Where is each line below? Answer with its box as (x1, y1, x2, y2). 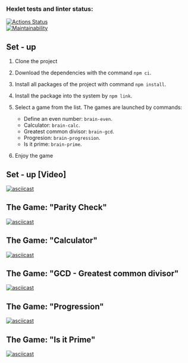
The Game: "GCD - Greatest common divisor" (6, 268, 179, 278)
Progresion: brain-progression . (23, 134, 101, 142)
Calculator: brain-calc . (23, 121, 80, 129)
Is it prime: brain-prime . (23, 140, 82, 148)
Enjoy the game (14, 152, 54, 159)
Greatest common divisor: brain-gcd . (23, 128, 115, 135)
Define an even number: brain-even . (23, 115, 113, 123)
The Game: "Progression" (6, 301, 104, 311)
